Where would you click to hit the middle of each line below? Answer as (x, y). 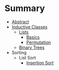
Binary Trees (32, 47)
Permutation (39, 42)
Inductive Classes (29, 27)
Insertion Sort (40, 63)
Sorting (19, 52)
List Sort (27, 57)
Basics (33, 37)
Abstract (20, 22)
